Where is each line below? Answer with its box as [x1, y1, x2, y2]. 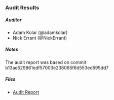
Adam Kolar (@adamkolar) [12, 29, 68, 36]
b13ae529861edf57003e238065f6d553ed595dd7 [5, 64, 109, 71]
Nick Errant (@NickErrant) [12, 35, 67, 41]
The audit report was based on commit [5, 59, 86, 65]
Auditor [5, 17, 22, 23]
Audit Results [5, 4, 40, 11]
